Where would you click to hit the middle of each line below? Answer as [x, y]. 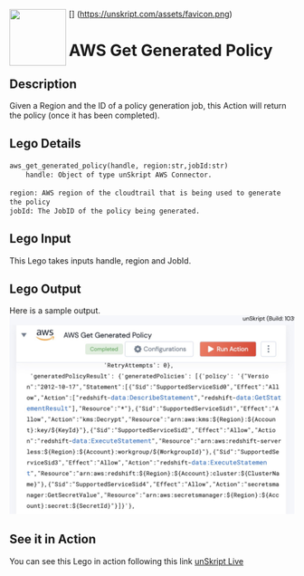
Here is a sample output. [55, 311]
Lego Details [45, 144]
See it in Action [53, 539]
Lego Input [40, 239]
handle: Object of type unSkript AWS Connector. [119, 175]
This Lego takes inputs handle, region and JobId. [100, 260]
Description [43, 84]
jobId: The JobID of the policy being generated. [105, 211]
